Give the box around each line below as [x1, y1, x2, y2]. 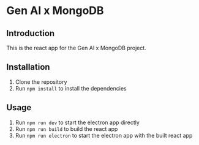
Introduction [6, 28, 55, 39]
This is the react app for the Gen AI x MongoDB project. [6, 44, 147, 51]
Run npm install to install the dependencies [15, 84, 127, 92]
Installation [6, 62, 50, 72]
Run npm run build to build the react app [15, 125, 118, 132]
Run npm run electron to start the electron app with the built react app [15, 132, 193, 139]
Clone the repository [15, 78, 67, 86]
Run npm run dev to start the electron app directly [15, 119, 140, 126]
